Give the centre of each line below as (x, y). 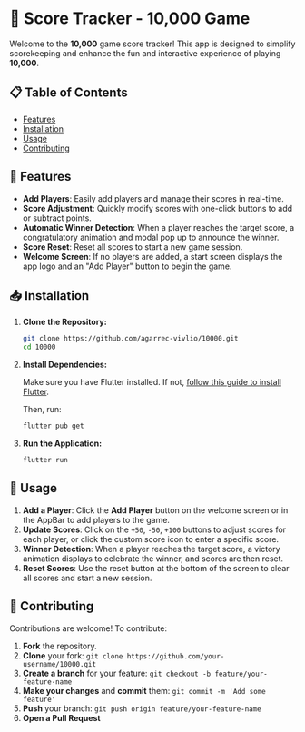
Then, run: (42, 410)
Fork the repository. (59, 646)
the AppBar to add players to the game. (96, 519)
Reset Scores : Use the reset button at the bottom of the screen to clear (156, 568)
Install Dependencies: (64, 365)
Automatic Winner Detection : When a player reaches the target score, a (158, 227)
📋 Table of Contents (69, 93)
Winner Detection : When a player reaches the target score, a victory (151, 549)
